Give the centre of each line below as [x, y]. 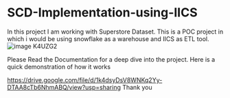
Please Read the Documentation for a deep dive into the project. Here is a [111, 59]
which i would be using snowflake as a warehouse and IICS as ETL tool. [108, 38]
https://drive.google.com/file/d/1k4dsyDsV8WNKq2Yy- [85, 79]
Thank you [137, 87]
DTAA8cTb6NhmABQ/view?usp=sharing [64, 87]
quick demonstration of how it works [59, 66]
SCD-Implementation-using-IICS [102, 13]
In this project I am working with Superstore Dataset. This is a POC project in [115, 32]
